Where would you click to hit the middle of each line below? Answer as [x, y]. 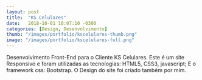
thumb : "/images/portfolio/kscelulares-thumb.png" [72, 35]
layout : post [23, 12]
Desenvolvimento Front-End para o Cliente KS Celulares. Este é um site [95, 57]
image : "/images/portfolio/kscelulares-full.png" [71, 40]
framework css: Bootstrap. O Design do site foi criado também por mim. [96, 70]
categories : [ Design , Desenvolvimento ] [57, 29]
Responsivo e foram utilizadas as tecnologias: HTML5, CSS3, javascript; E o [101, 64]
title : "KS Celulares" [37, 18]
